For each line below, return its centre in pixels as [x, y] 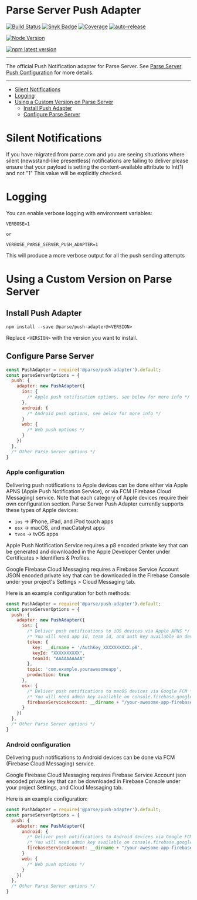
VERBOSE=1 [18, 224]
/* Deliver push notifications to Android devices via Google [105, 837]
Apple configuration [35, 472]
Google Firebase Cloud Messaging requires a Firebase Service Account [93, 569]
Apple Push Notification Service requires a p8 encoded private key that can [97, 545]
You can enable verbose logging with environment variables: [79, 213]
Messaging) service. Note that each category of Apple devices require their [97, 497]
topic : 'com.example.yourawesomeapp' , [74, 670]
